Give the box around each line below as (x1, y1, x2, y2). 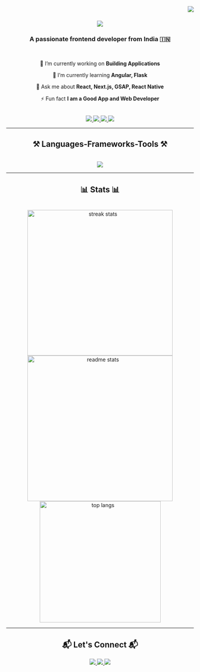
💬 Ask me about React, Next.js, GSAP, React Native (36, 83, 164, 90)
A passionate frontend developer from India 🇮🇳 (29, 35, 171, 44)
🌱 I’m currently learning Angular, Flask (52, 72, 148, 79)
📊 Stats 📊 (80, 185, 120, 195)
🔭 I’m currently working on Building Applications (39, 60, 161, 67)
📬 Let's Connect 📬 (62, 639, 138, 650)
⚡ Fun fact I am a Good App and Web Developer (40, 95, 160, 102)
